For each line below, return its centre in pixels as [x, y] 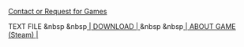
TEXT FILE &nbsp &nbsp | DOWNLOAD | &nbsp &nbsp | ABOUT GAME [122, 26]
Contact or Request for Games [58, 11]
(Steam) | [23, 35]
